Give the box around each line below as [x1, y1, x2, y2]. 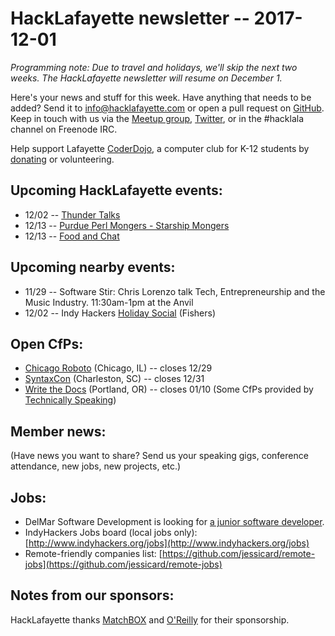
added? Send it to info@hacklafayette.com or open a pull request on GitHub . [10, 102, 325, 114]
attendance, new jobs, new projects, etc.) [10, 460, 182, 472]
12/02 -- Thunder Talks [24, 208, 121, 221]
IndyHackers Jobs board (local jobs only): [24, 527, 198, 538]
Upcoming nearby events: [10, 259, 176, 276]
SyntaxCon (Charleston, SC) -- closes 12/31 [24, 373, 205, 385]
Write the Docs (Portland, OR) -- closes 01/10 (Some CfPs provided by [24, 383, 314, 396]
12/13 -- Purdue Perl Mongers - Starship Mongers [24, 219, 230, 231]
